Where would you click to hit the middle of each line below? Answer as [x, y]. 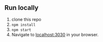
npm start [21, 30]
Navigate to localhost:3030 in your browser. [55, 34]
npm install [23, 25]
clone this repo [26, 19]
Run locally [22, 8]
